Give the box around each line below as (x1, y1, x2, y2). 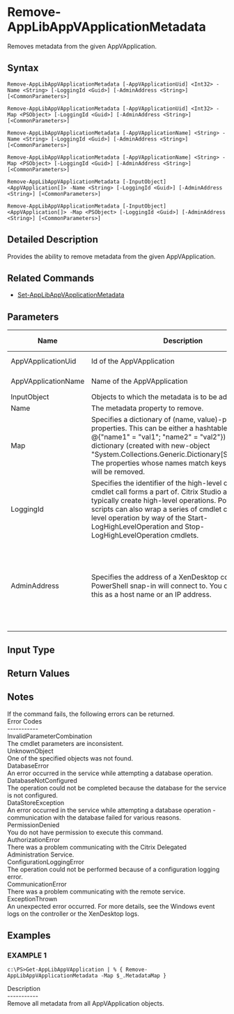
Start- (187, 513, 208, 523)
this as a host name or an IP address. (91, 590, 212, 600)
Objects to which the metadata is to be (91, 392, 217, 402)
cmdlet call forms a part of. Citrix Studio (91, 487, 221, 497)
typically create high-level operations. (91, 496, 217, 506)
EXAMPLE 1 (7, 951, 47, 960)
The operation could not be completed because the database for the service (7, 783, 226, 792)
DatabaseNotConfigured (7, 776, 78, 784)
